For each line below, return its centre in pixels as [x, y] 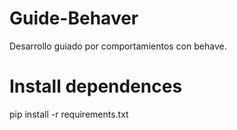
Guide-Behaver [74, 18]
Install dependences [96, 86]
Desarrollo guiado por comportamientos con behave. [118, 46]
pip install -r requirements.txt [69, 114]
